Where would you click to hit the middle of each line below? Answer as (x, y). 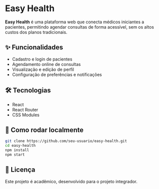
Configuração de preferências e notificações (57, 74)
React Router (25, 110)
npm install (17, 150)
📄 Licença (20, 170)
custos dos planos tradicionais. (36, 32)
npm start (15, 155)
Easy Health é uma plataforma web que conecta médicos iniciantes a (75, 22)
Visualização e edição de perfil (43, 69)
